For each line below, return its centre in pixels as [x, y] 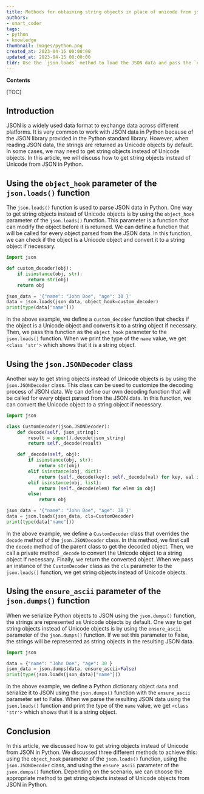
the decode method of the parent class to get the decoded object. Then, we [100, 546]
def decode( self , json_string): [58, 432]
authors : [17, 18]
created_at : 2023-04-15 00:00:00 [49, 52]
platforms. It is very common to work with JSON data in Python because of [100, 132]
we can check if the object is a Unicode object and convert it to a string [96, 240]
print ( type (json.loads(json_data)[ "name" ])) [63, 675]
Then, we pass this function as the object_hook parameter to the [87, 332]
